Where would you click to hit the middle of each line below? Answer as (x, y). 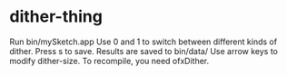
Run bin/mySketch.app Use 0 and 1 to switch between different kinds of (143, 42)
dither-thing (56, 17)
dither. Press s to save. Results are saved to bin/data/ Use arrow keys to (144, 51)
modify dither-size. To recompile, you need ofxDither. (109, 61)
